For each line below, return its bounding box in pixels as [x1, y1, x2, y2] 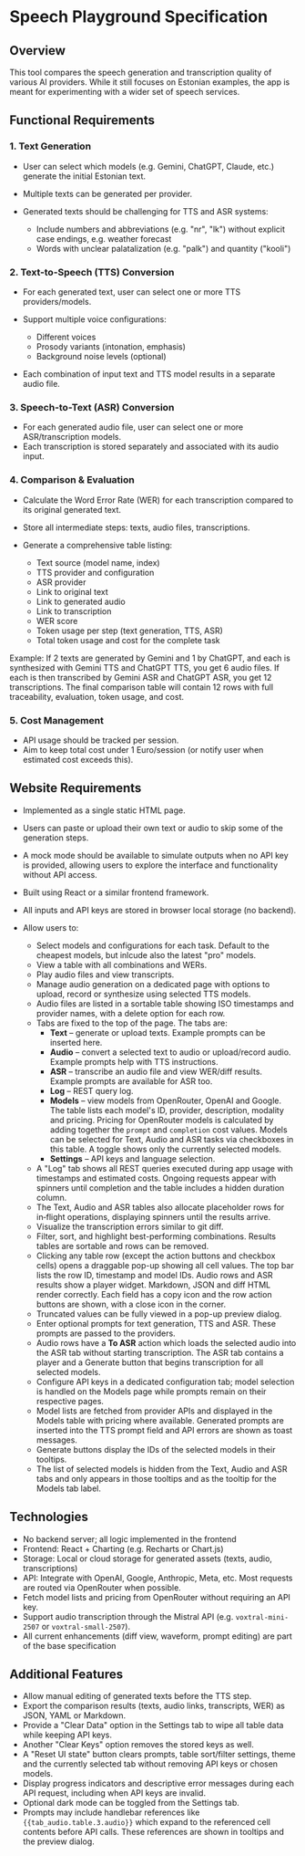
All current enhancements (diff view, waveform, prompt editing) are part [22, 1631, 293, 1642]
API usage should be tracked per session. [22, 735, 179, 746]
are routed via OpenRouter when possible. [22, 1581, 182, 1593]
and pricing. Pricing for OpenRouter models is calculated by [49, 1114, 274, 1125]
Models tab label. [36, 1483, 102, 1494]
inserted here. [49, 1037, 103, 1048]
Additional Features [9, 1666, 124, 1682]
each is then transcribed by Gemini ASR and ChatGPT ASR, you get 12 [9, 672, 272, 683]
